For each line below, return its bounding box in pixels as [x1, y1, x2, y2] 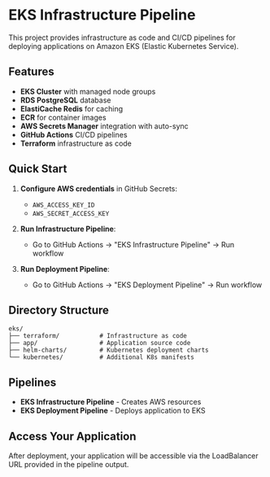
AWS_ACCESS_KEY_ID [32, 201, 95, 209]
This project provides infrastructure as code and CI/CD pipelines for [8, 33, 236, 42]
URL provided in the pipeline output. [8, 460, 129, 469]
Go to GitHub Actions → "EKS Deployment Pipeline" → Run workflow [32, 279, 263, 290]
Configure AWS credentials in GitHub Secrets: [20, 183, 177, 193]
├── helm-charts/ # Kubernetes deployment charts [8, 346, 209, 355]
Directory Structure [8, 303, 110, 317]
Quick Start [8, 162, 67, 176]
